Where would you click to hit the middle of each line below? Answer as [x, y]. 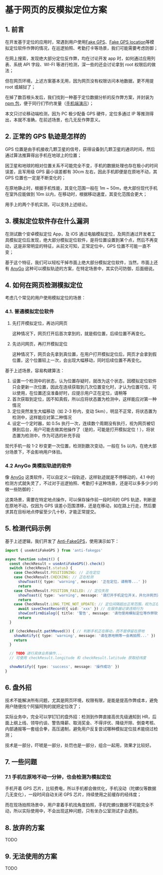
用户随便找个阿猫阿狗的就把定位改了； [43, 706]
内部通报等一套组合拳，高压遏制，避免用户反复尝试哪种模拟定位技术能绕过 [79, 729]
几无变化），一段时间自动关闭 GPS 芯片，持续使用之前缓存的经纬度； [73, 794]
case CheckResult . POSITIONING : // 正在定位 [57, 573]
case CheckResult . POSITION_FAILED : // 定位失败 [61, 591]
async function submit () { [32, 559]
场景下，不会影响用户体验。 [37, 452]
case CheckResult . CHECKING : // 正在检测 [54, 577]
